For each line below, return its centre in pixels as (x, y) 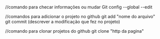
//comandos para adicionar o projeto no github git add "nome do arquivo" (80, 16)
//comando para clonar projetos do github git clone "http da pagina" (75, 31)
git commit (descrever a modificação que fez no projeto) (63, 22)
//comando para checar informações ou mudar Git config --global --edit (79, 7)
